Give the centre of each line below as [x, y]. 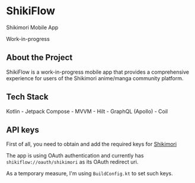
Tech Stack [27, 97]
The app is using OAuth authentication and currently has [75, 156]
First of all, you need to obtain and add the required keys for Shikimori [91, 144]
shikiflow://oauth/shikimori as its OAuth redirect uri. [72, 162]
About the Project [39, 58]
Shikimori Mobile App [32, 27]
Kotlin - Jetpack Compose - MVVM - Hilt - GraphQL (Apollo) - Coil [87, 111]
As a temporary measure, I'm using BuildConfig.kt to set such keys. [89, 173]
